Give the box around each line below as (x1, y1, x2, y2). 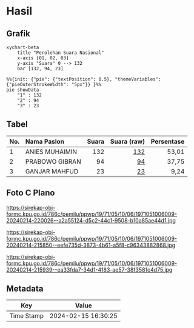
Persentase (150, 137, 185, 146)
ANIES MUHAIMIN (25, 147, 78, 156)
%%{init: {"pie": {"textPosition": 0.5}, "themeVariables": (6, 76, 162, 82)
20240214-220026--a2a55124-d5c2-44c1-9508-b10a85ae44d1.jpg (6, 216, 176, 224)
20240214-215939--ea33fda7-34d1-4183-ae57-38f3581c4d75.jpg (6, 266, 173, 273)
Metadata (6, 284, 44, 294)
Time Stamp (9, 312, 44, 320)
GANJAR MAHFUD (25, 167, 79, 175)
